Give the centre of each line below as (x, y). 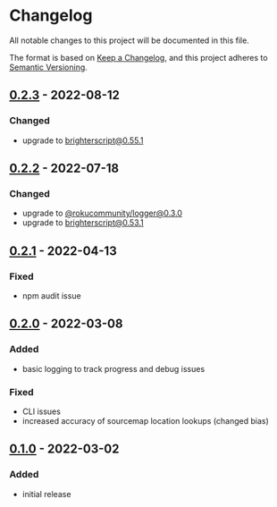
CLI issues (41, 411)
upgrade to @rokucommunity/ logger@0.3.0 (102, 213)
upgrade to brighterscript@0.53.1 (83, 223)
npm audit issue (52, 296)
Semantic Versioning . (48, 67)
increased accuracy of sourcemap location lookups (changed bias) (146, 420)
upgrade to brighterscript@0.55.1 (83, 140)
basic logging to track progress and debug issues (113, 368)
